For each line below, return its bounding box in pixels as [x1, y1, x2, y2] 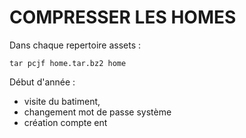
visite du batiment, [23, 95, 101, 107]
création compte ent [23, 116, 108, 128]
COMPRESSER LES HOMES [9, 6, 237, 29]
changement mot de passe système [23, 106, 172, 118]
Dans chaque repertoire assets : [9, 39, 142, 51]
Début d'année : [9, 76, 76, 88]
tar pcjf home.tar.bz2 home [9, 58, 127, 68]
